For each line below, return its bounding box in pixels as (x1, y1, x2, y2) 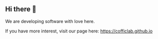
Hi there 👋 (5, 5, 37, 13)
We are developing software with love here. (5, 18, 95, 24)
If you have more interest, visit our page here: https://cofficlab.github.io (5, 28, 153, 34)
